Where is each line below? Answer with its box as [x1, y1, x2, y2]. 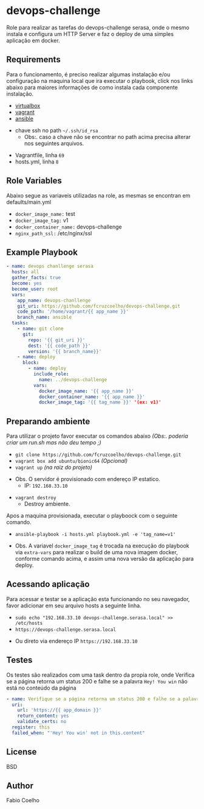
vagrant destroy [15, 495, 56, 501]
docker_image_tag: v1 [15, 216, 69, 224]
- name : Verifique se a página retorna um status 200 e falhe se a [6, 696, 181, 702]
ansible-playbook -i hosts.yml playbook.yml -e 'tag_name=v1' [15, 532, 176, 538]
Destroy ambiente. [24, 501, 70, 508]
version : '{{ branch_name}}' [28, 348, 102, 354]
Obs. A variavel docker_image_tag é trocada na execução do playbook [15, 542, 189, 549]
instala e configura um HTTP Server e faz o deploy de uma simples [6, 30, 174, 37]
